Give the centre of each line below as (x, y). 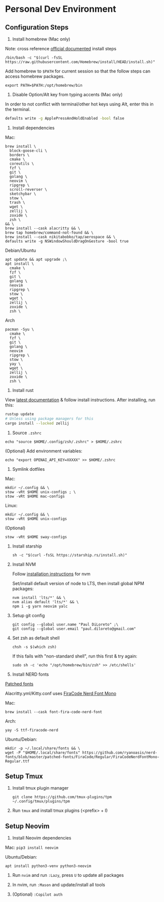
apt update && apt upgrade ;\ (36, 259)
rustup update (20, 414)
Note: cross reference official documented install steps (61, 49)
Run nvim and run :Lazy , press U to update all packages (68, 875)
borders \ (19, 155)
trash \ (17, 202)
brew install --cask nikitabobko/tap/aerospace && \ (60, 237)
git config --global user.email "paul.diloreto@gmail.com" (74, 629)
